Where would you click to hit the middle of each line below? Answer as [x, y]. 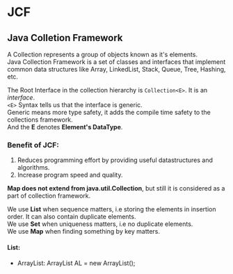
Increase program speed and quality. [70, 175]
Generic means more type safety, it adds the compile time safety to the [109, 112]
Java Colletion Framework [65, 38]
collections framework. [40, 120]
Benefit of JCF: [33, 145]
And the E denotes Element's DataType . [65, 127]
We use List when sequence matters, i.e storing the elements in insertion [112, 209]
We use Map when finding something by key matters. [84, 232]
